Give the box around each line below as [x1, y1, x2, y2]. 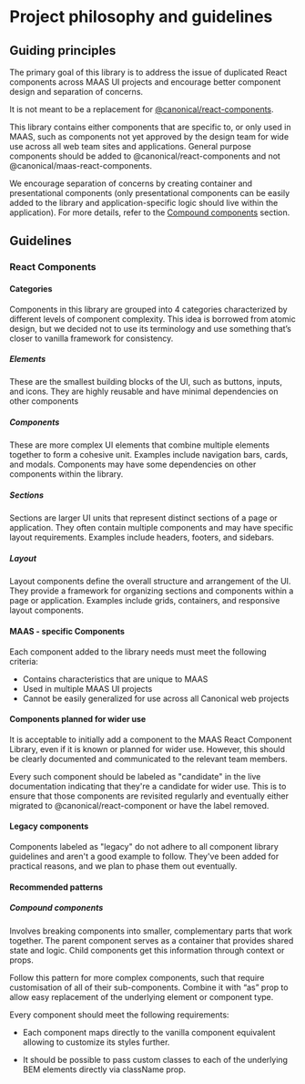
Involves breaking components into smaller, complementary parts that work [9, 925, 293, 936]
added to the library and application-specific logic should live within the [9, 198, 279, 208]
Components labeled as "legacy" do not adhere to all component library [9, 841, 280, 852]
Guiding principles [9, 43, 117, 58]
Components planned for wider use [9, 714, 147, 725]
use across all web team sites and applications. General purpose [9, 141, 252, 151]
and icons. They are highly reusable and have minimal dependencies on [9, 386, 279, 397]
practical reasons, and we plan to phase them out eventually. [9, 861, 238, 872]
